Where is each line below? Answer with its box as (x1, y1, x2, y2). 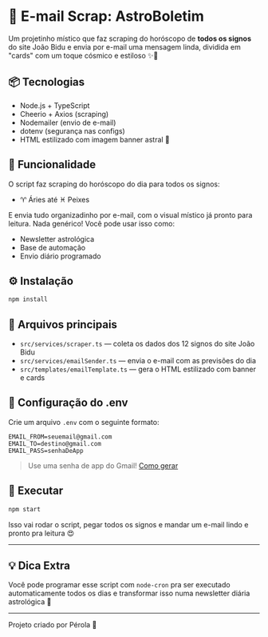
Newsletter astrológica (19, 234, 95, 243)
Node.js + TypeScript (19, 100, 90, 110)
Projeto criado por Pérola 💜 (8, 620, 97, 630)
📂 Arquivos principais (8, 318, 118, 331)
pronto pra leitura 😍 (8, 528, 75, 538)
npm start (8, 505, 41, 513)
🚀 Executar (8, 484, 64, 498)
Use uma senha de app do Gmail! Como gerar (27, 460, 179, 471)
